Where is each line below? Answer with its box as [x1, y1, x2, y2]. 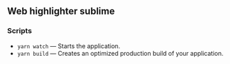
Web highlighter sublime [7, 6, 115, 17]
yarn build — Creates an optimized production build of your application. [17, 49, 224, 57]
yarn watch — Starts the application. [17, 41, 121, 50]
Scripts [7, 26, 32, 36]
